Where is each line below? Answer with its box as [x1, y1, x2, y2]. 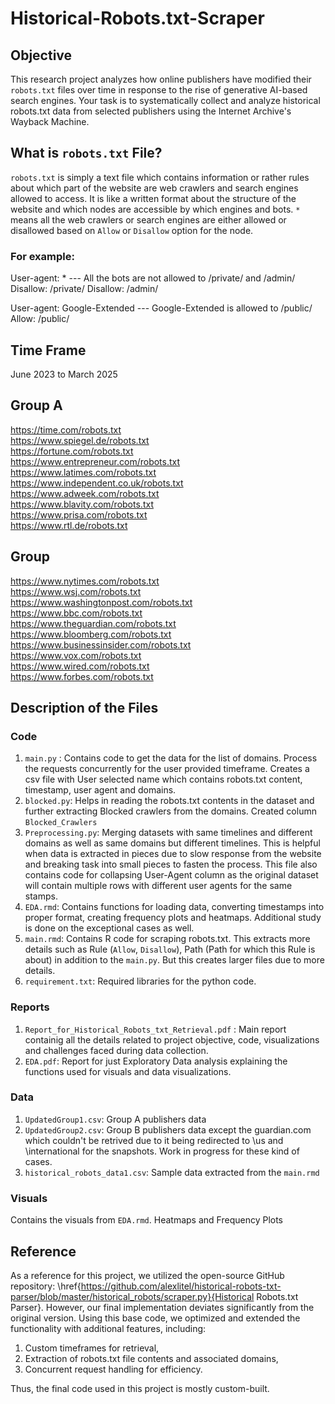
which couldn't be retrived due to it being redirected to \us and [24, 1134, 284, 1146]
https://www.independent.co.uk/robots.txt [10, 477, 184, 489]
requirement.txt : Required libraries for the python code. [24, 975, 257, 987]
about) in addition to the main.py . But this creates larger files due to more [24, 954, 325, 966]
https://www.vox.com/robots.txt [10, 649, 142, 661]
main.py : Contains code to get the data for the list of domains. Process [24, 752, 318, 764]
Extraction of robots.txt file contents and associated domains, [24, 1352, 279, 1364]
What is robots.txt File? [10, 145, 163, 162]
